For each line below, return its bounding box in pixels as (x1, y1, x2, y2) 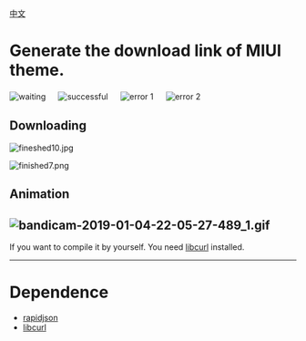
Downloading (9, 118, 87, 134)
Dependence (9, 282, 109, 303)
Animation (9, 186, 70, 202)
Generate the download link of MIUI (9, 40, 282, 61)
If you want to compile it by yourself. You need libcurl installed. (9, 241, 245, 253)
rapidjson (22, 312, 58, 323)
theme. (9, 60, 66, 80)
